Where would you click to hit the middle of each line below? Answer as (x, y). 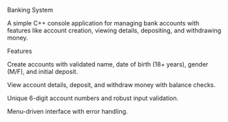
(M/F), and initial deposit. (43, 72)
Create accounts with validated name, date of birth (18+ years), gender (108, 64)
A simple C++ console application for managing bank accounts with (103, 23)
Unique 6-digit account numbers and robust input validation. (93, 98)
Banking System (30, 10)
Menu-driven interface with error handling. (68, 111)
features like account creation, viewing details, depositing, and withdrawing (114, 30)
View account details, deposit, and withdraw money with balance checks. (111, 85)
